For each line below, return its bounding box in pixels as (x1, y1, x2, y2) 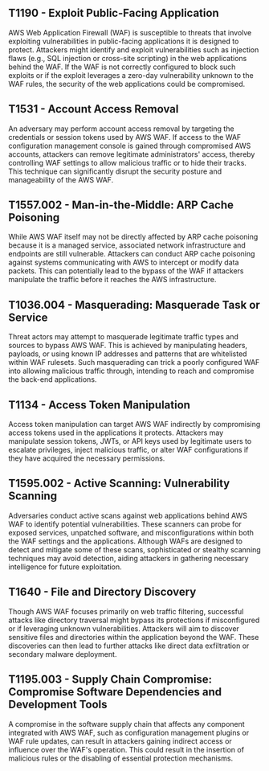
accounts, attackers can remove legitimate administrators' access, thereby (8, 149, 255, 159)
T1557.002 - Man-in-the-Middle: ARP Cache (8, 199, 234, 212)
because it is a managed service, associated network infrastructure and (8, 240, 247, 250)
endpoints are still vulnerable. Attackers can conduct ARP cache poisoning (8, 249, 255, 259)
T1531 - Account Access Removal (8, 102, 179, 116)
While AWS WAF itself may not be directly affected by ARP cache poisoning (8, 232, 259, 242)
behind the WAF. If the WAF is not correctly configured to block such (8, 62, 236, 72)
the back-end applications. (8, 375, 97, 384)
